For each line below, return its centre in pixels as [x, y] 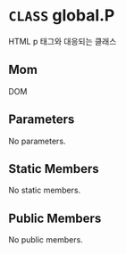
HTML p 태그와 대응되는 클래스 [63, 41]
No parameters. [37, 141]
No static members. [45, 190]
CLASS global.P [62, 16]
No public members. [46, 240]
